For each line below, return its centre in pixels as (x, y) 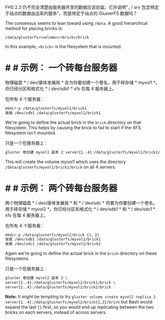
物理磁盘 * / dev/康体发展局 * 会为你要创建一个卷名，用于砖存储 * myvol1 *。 (82, 82)
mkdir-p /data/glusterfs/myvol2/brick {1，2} (52, 235)
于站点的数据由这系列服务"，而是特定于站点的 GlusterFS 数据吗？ (71, 13)
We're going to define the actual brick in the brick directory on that (73, 122)
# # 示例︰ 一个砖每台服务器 (61, 68)
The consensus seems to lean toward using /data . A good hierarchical (76, 23)
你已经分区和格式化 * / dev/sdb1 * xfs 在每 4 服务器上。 (61, 88)
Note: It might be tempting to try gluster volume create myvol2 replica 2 (81, 296)
